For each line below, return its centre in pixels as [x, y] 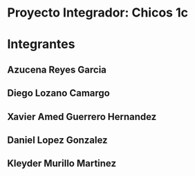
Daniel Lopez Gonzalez [58, 140]
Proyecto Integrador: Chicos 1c [98, 13]
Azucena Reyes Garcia [57, 69]
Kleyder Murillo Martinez [62, 164]
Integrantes [41, 45]
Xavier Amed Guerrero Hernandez [82, 116]
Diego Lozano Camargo [59, 94]
